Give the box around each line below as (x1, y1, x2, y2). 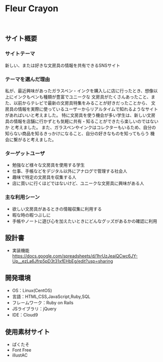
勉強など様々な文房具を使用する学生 (12, 162, 85, 168)
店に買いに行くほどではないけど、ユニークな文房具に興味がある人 (12, 180, 145, 186)
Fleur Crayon (5, 3, 58, 14)
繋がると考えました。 (13, 136, 56, 142)
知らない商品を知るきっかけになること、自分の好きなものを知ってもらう (5, 130, 149, 136)
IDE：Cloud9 (12, 312, 38, 318)
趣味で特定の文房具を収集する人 (12, 174, 76, 180)
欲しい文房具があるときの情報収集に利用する (12, 206, 102, 212)
